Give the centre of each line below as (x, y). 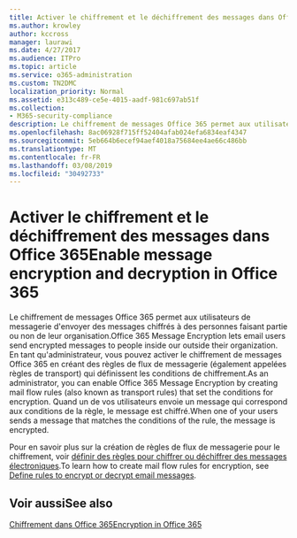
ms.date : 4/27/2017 (45, 50)
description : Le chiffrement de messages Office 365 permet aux (130, 125)
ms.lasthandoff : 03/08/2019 (61, 165)
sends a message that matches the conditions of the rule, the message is (142, 420)
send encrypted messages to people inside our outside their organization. (144, 345)
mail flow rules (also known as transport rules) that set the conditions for (141, 392)
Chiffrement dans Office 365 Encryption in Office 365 (106, 524)
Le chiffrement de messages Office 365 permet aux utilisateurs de (130, 317)
